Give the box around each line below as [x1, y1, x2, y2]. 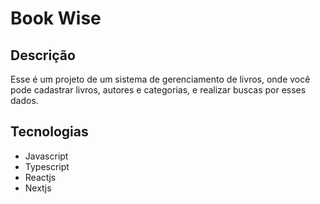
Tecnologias [10, 123, 89, 141]
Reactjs [24, 171, 57, 183]
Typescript [24, 160, 70, 172]
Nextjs [24, 182, 52, 194]
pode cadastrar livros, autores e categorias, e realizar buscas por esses [10, 84, 307, 96]
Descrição [10, 47, 76, 64]
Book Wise [10, 7, 102, 30]
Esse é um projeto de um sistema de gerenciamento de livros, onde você [10, 73, 311, 85]
